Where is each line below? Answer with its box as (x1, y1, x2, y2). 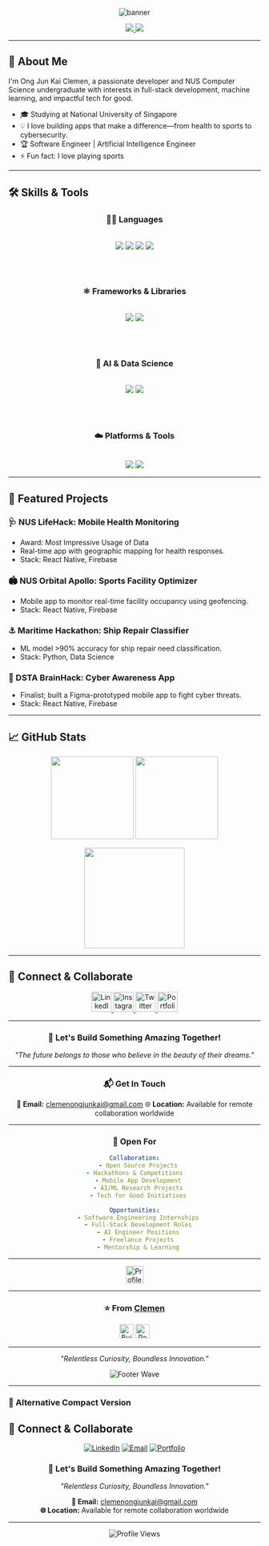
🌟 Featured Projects (8, 492, 109, 505)
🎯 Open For (112, 1136, 157, 1148)
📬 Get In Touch (103, 1078, 166, 1089)
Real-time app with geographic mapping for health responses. (19, 546, 226, 556)
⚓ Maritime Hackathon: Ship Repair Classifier (8, 625, 190, 636)
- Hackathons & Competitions (86, 1169, 183, 1177)
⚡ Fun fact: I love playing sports (19, 151, 124, 161)
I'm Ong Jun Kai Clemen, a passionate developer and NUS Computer (8, 76, 235, 86)
